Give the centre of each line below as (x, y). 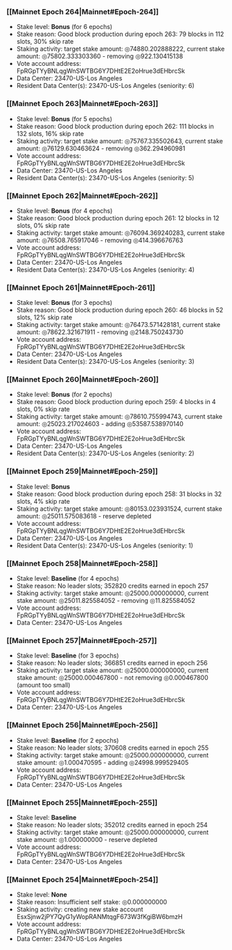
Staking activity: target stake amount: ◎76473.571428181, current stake (118, 325)
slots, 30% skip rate (45, 42)
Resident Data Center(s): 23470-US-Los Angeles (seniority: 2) (105, 453)
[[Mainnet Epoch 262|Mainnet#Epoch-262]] (82, 195)
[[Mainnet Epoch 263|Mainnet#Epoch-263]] (82, 104)
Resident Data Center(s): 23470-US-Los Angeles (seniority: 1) (105, 545)
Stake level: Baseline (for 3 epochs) (68, 656)
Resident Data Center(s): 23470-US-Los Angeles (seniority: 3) (105, 362)
